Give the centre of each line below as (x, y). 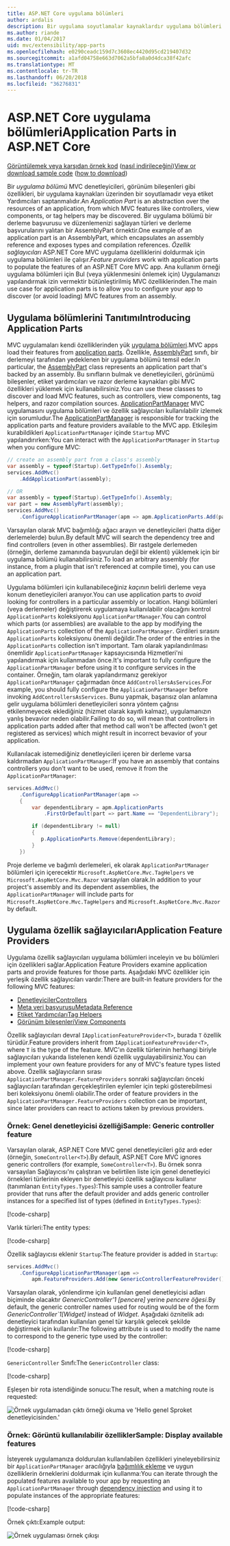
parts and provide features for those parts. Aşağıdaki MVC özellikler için (108, 972)
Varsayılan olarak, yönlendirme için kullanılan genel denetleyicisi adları (106, 1292)
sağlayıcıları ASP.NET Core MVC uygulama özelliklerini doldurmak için (106, 252)
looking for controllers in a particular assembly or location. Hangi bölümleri (112, 601)
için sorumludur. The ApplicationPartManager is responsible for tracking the (113, 418)
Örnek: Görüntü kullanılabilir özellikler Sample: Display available (115, 1435)
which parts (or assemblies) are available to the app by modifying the (105, 623)
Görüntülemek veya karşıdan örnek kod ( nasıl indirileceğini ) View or (102, 166)
